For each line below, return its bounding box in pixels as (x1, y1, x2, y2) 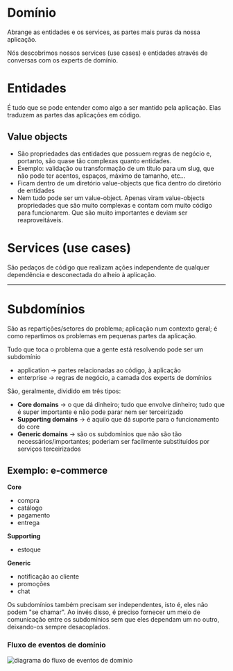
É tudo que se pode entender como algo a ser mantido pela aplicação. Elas (7, 103, 221, 112)
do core (17, 422, 40, 431)
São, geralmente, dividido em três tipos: (7, 387, 121, 395)
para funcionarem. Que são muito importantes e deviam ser (17, 208, 188, 217)
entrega (17, 519, 40, 527)
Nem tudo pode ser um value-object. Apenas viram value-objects (17, 193, 205, 202)
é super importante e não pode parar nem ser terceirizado (17, 408, 184, 416)
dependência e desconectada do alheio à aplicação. (7, 270, 157, 279)
